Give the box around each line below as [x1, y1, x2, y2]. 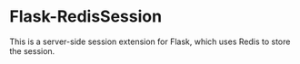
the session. [9, 45, 55, 56]
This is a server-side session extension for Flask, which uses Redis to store [9, 36, 291, 47]
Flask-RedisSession [9, 6, 162, 27]
